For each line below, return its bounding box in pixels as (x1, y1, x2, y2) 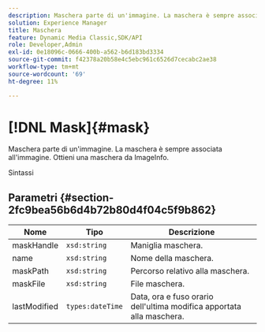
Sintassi (8, 168, 34, 177)
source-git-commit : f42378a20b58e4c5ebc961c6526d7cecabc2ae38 (8, 56, 217, 64)
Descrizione (168, 226, 215, 237)
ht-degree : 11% (8, 77, 58, 85)
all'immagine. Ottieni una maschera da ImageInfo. (8, 153, 170, 162)
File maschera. (130, 278, 185, 289)
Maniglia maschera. (130, 240, 203, 251)
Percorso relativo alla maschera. (130, 266, 250, 277)
